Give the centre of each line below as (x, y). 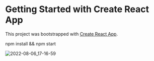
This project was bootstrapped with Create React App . (62, 34)
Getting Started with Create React (77, 9)
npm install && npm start (31, 43)
